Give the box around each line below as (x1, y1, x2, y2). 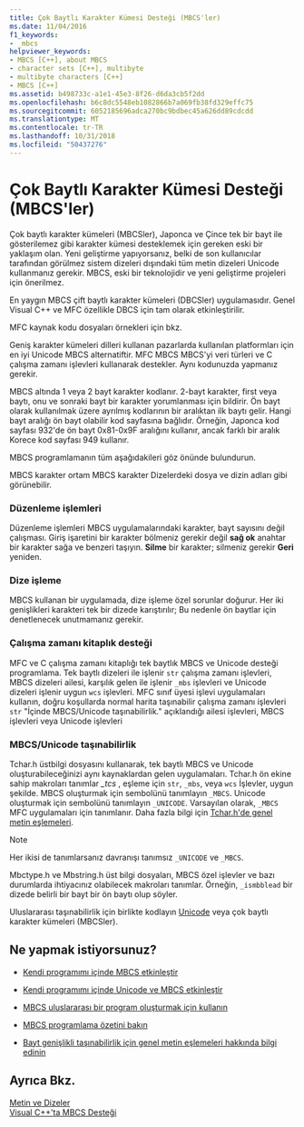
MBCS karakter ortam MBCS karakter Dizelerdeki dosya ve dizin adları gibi (9, 469, 288, 480)
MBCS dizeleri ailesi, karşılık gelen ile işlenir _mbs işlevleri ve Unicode (9, 676, 267, 687)
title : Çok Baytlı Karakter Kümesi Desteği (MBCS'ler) (9, 13, 221, 23)
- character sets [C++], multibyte (9, 65, 144, 74)
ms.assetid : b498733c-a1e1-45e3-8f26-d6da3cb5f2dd (9, 89, 205, 98)
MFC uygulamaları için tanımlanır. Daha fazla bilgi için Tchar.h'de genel (9, 806, 273, 818)
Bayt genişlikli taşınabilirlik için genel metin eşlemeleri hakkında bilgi (22, 1037, 278, 1048)
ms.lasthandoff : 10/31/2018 (9, 132, 116, 141)
